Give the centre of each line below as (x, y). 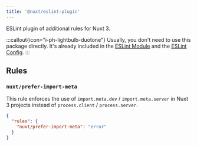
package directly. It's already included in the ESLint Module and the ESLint (96, 46)
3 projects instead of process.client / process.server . (72, 105)
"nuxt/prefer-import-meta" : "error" (62, 127)
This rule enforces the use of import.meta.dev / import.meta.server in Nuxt (97, 99)
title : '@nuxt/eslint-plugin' (43, 11)
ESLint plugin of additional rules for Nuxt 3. (58, 28)
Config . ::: (18, 52)
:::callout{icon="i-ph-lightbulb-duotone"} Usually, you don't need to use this (98, 39)
